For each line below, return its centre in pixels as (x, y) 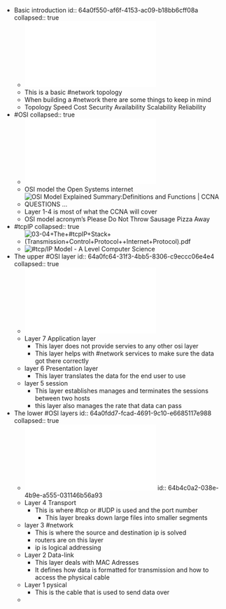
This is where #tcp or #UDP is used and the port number (116, 510)
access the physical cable (72, 577)
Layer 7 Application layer (60, 339)
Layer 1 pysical (46, 585)
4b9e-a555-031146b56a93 (63, 495)
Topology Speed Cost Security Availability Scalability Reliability (115, 107)
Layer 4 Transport (50, 503)
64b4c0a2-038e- (193, 488)
